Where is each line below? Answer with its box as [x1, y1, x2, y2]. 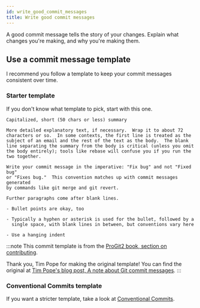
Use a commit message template [6, 54, 131, 65]
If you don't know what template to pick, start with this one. [6, 105, 153, 112]
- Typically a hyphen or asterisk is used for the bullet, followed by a [6, 216, 195, 222]
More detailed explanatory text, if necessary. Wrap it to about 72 [6, 127, 184, 133]
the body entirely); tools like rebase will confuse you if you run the [6, 148, 192, 154]
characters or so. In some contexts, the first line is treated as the [6, 132, 192, 138]
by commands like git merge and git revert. [6, 185, 119, 191]
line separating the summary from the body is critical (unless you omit [6, 143, 195, 149]
